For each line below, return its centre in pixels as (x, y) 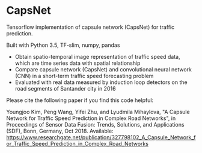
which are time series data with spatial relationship (78, 63)
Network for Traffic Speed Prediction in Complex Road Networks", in (91, 118)
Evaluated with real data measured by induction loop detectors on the (101, 82)
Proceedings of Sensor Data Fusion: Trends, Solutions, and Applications (95, 124)
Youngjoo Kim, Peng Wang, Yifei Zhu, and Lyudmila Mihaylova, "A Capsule (98, 112)
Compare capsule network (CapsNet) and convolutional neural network (103, 69)
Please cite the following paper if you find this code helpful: (80, 100)
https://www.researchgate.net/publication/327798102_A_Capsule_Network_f (101, 137)
